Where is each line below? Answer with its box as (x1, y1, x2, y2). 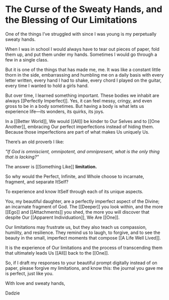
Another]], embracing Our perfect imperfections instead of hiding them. (5, 124, 154, 130)
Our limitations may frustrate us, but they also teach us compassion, (5, 224, 147, 230)
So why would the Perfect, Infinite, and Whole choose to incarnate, (5, 173, 145, 179)
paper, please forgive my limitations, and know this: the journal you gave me (5, 265, 163, 271)
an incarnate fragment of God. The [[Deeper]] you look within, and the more (5, 203, 163, 210)
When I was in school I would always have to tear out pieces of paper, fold (5, 46, 160, 52)
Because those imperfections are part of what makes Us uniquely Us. (5, 129, 150, 135)
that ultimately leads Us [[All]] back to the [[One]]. (5, 250, 109, 256)
